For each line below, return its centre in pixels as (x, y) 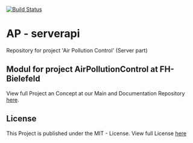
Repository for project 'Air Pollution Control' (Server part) (77, 50)
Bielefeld (23, 79)
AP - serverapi (43, 34)
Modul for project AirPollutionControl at (82, 69)
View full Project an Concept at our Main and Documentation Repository (96, 93)
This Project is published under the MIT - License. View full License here (96, 133)
